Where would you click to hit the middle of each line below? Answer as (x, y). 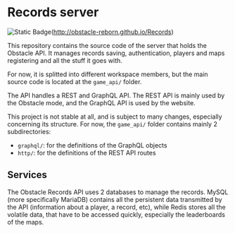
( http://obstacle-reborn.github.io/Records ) (112, 32)
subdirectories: (29, 131)
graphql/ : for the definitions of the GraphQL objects (92, 145)
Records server (53, 12)
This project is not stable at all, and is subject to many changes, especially (115, 116)
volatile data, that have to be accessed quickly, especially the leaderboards (116, 214)
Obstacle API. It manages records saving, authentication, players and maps (116, 53)
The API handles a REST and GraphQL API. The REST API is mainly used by (116, 95)
